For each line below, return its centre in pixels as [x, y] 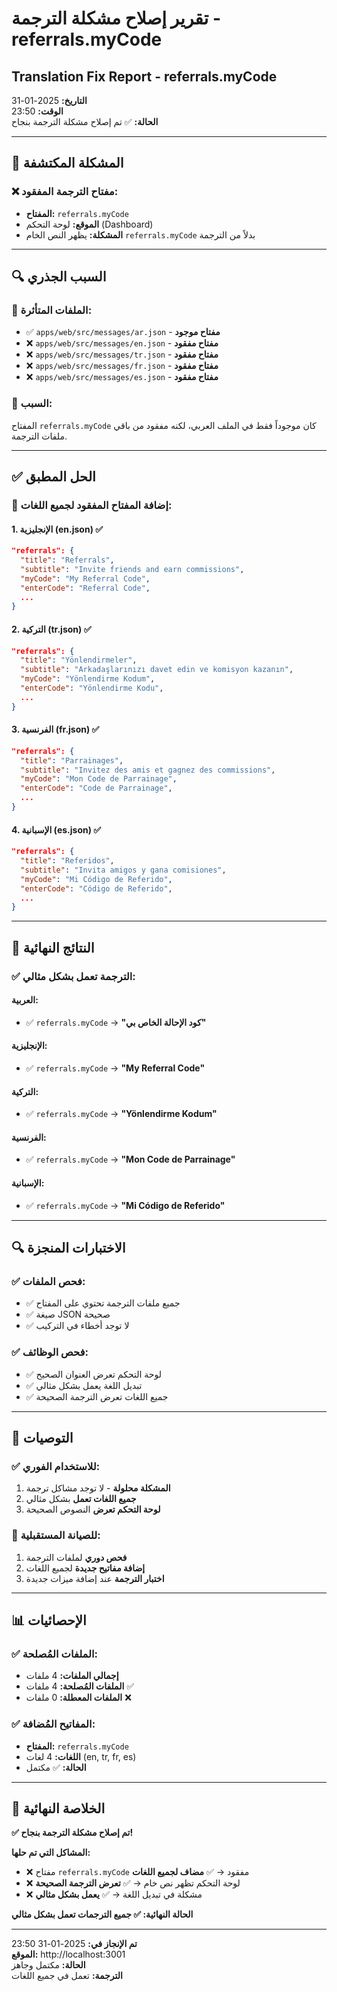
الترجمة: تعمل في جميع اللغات [67, 1976]
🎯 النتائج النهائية [53, 947]
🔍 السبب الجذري [59, 277]
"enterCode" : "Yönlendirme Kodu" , [92, 688]
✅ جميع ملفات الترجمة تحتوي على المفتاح [103, 1303]
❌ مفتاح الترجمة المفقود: [65, 192]
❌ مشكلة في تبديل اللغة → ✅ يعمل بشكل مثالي [114, 1894]
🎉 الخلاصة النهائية [58, 1808]
